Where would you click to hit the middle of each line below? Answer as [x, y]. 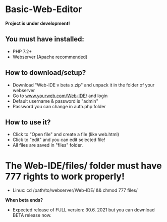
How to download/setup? [46, 73]
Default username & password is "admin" [55, 101]
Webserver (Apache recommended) [50, 57]
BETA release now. [32, 215]
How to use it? [28, 122]
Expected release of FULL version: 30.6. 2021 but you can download [83, 210]
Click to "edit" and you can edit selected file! [59, 140]
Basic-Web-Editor [44, 9]
